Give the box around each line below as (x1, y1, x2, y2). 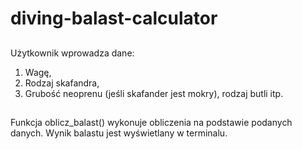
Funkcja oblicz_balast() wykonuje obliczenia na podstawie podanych (10, 116, 293, 128)
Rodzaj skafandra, (24, 77, 100, 89)
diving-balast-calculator (10, 7, 218, 30)
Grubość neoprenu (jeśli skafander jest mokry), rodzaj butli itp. (24, 87, 284, 99)
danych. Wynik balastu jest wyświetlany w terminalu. (10, 127, 228, 139)
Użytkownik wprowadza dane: (10, 47, 135, 59)
